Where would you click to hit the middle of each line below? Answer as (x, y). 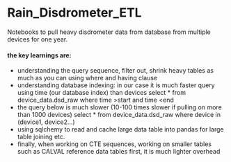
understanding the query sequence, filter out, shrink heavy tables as (115, 71)
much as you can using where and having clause (87, 78)
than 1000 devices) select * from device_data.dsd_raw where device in (119, 115)
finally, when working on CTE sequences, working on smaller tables (114, 144)
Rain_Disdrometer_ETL (74, 13)
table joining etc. (41, 137)
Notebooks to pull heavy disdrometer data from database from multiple (109, 32)
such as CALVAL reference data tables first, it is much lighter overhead (119, 152)
